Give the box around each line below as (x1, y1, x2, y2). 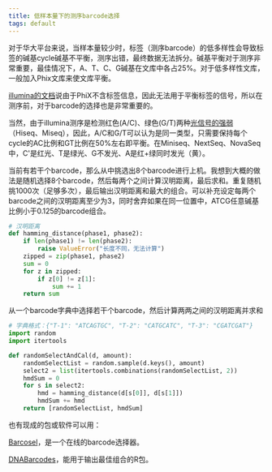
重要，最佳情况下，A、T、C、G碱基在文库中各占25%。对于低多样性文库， (15, 62, 265, 73)
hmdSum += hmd (37, 397, 85, 405)
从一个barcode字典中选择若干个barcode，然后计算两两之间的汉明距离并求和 (8, 306, 264, 315)
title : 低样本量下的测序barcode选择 (8, 11, 120, 20)
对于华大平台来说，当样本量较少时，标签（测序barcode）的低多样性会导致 (8, 42, 257, 53)
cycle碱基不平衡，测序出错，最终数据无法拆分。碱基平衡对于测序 (36, 53, 254, 62)
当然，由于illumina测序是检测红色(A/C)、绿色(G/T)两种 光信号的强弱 (8, 118, 234, 127)
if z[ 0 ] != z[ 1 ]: (37, 275, 96, 283)
